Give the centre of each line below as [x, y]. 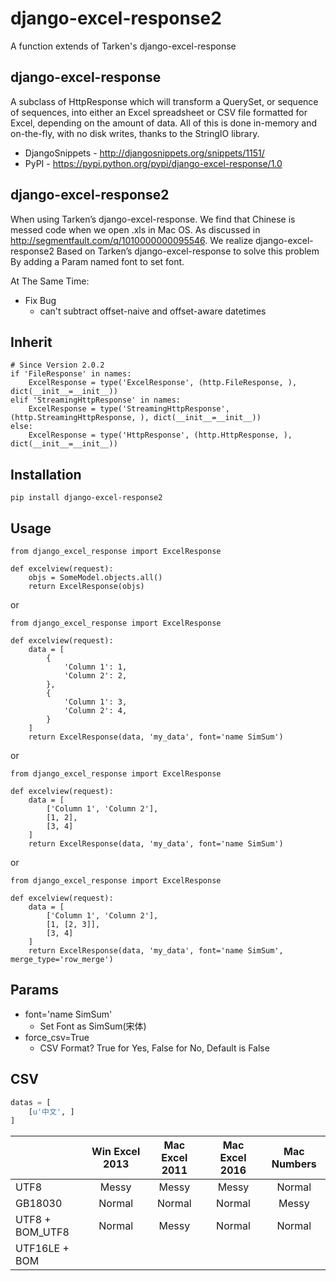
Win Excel [116, 1152]
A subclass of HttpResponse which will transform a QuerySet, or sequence [164, 101]
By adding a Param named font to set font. [97, 261]
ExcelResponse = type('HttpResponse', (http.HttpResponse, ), [160, 435]
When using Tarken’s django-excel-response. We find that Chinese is [153, 219]
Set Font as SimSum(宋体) [93, 1026]
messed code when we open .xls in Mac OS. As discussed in [135, 229]
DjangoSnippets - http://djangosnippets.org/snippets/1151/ [144, 153]
